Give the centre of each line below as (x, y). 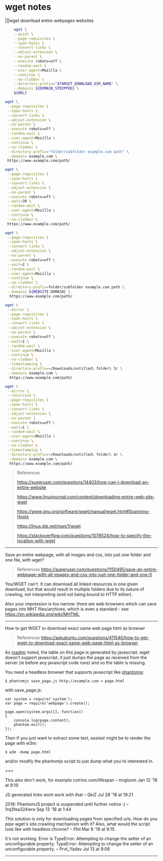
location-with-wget (36, 541)
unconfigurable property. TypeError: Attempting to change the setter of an (79, 844)
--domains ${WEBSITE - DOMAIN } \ (39, 292)
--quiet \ (24, 34)
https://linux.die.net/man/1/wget (49, 526)
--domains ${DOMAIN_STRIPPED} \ (46, 89)
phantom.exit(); (30, 725)
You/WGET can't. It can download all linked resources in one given (72, 584)
